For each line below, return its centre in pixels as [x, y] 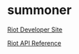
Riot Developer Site [35, 29]
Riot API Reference [34, 43]
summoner [39, 10]
